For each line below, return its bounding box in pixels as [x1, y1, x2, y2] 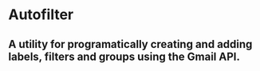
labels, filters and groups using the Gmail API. [8, 49, 241, 63]
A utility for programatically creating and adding [8, 37, 253, 51]
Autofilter [8, 6, 74, 24]
